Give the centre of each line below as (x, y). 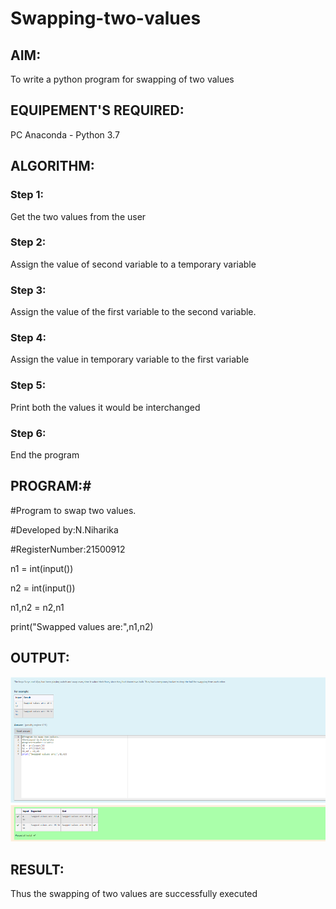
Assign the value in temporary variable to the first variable (130, 359)
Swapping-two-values (106, 18)
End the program (45, 454)
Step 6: (28, 433)
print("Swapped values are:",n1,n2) (82, 626)
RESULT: (37, 869)
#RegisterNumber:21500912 (68, 549)
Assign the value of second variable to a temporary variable (133, 264)
